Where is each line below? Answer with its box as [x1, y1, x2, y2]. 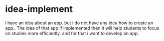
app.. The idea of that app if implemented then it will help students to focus [5, 25, 160, 31]
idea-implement [5, 3, 73, 15]
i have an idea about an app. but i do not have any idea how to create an [5, 20, 154, 26]
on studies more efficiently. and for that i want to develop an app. [5, 30, 139, 36]
